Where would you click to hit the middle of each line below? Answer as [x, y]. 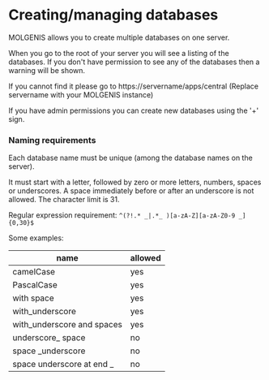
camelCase [34, 272]
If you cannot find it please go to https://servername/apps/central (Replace [134, 86]
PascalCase [35, 285]
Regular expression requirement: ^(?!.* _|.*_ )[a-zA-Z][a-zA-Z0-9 [122, 215]
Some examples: [36, 238]
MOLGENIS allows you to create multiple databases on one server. [119, 37]
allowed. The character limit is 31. [64, 200]
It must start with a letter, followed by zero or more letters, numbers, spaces [135, 182]
